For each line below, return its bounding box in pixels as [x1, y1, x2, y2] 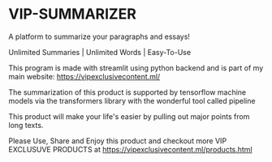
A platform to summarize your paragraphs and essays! [8, 32, 191, 41]
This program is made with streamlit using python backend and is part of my [8, 62, 264, 73]
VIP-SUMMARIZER [8, 5, 136, 23]
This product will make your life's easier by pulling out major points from [8, 111, 250, 122]
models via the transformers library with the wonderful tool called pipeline [8, 96, 256, 105]
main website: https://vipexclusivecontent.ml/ [8, 71, 161, 81]
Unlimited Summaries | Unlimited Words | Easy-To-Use [8, 47, 192, 57]
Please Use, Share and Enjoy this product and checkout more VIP [8, 135, 227, 146]
